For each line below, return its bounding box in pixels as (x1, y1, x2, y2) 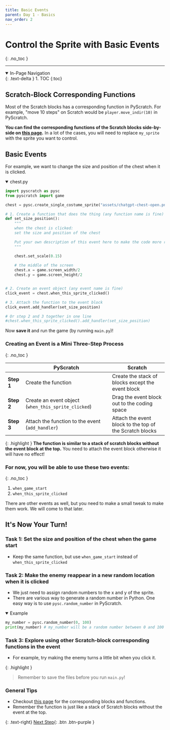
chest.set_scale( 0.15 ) (14, 253, 62, 259)
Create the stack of (112, 372, 158, 379)
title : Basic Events (5, 7, 49, 13)
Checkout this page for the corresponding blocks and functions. (12, 699, 147, 705)
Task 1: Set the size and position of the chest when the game (5, 535, 157, 543)
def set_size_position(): (5, 216, 60, 221)
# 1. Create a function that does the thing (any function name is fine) (5, 211, 164, 216)
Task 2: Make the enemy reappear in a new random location (5, 572, 155, 579)
